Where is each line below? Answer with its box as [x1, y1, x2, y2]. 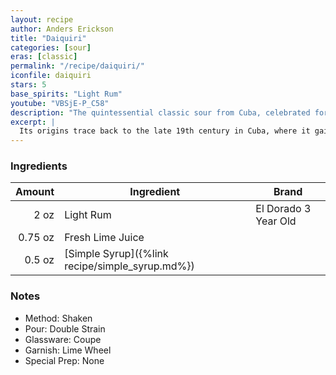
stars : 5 [10, 80, 47, 90]
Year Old [255, 214, 297, 228]
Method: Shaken [24, 312, 93, 324]
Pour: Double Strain [24, 322, 106, 335]
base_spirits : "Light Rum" [10, 89, 123, 99]
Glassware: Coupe [24, 333, 102, 345]
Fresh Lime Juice [64, 231, 145, 245]
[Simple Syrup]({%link [64, 247, 169, 261]
